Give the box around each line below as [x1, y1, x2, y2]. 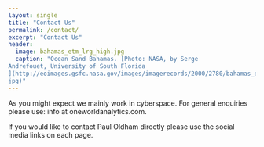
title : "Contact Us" [8, 19, 76, 27]
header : [8, 41, 34, 48]
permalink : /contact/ [8, 26, 79, 34]
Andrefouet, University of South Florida [8, 63, 146, 70]
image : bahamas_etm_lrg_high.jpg [15, 48, 125, 56]
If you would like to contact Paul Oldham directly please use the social [8, 122, 235, 131]
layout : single [8, 11, 58, 20]
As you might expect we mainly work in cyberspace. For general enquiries [8, 99, 248, 108]
